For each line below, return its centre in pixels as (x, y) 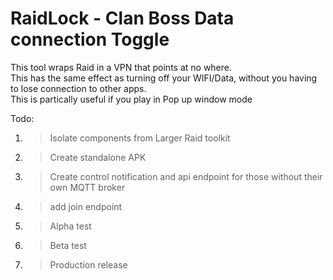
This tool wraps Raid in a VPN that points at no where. (121, 67)
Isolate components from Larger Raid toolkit (140, 138)
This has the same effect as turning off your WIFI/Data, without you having (164, 78)
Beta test (68, 245)
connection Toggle (90, 39)
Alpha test (70, 226)
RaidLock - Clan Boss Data (122, 18)
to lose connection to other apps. (78, 88)
